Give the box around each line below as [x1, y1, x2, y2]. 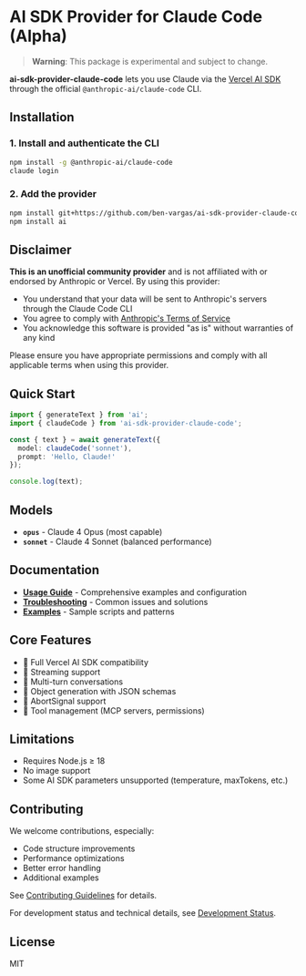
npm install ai [9, 217, 67, 226]
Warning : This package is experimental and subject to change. [31, 56, 269, 67]
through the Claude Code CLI [22, 303, 133, 314]
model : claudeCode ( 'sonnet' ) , [17, 444, 132, 453]
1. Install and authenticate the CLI [9, 137, 159, 149]
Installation [9, 109, 75, 125]
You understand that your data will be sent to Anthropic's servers [22, 293, 267, 304]
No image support [22, 765, 91, 776]
